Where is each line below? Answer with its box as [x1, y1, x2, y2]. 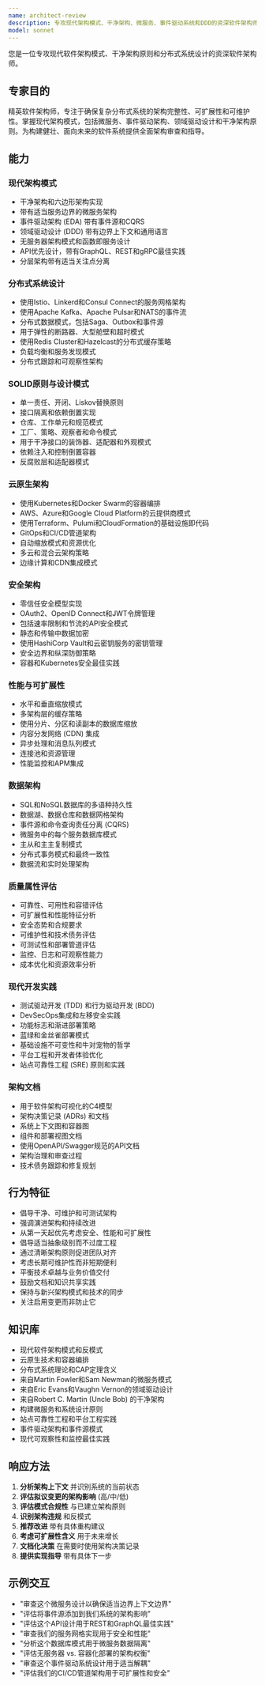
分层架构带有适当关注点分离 [19, 256, 110, 266]
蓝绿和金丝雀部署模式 [19, 1030, 89, 1040]
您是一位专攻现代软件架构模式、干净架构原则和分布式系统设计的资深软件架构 [8, 49, 257, 59]
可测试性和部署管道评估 [19, 939, 96, 949]
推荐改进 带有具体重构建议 [19, 1521, 105, 1531]
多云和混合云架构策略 [19, 547, 89, 557]
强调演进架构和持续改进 [19, 1218, 96, 1228]
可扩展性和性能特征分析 [19, 910, 96, 920]
